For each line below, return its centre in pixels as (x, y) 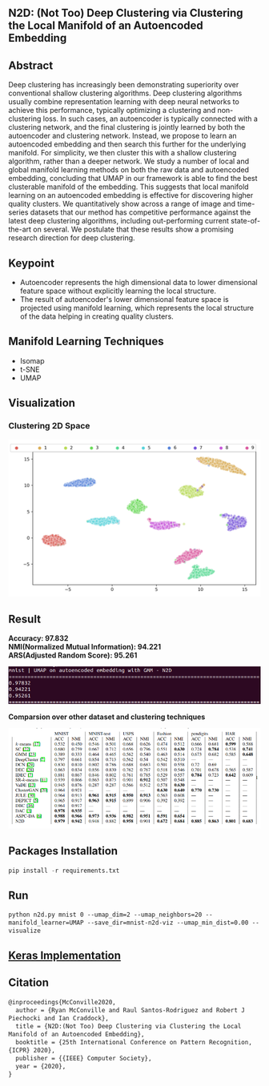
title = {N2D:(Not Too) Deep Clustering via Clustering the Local (128, 1026)
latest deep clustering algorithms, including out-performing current (119, 221)
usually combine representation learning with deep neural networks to (124, 102)
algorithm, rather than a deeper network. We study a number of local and (129, 161)
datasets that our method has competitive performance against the (141, 212)
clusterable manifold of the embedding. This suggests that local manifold (129, 187)
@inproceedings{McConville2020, (62, 1002)
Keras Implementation (65, 955)
